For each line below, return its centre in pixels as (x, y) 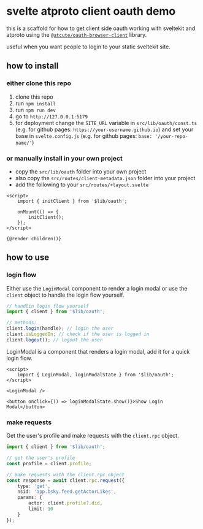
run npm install (36, 103)
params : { (30, 498)
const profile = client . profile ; (49, 463)
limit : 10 (41, 509)
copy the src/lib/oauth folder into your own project (81, 171)
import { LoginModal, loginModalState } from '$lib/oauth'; (96, 375)
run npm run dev (36, 110)
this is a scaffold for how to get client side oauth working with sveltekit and (101, 28)
